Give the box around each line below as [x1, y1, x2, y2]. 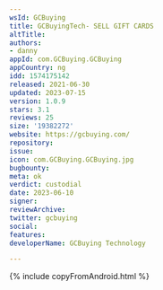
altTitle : [9, 30, 47, 39]
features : [9, 230, 47, 239]
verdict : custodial [9, 180, 82, 189]
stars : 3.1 [9, 105, 50, 114]
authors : [9, 38, 42, 48]
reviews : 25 [9, 113, 54, 122]
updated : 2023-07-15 [9, 88, 87, 97]
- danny [9, 47, 39, 56]
